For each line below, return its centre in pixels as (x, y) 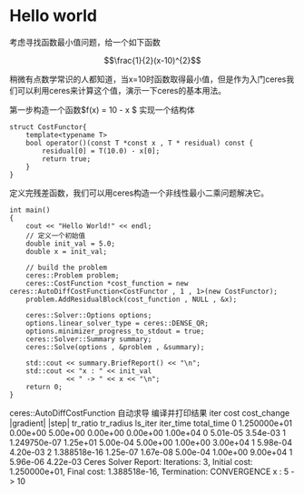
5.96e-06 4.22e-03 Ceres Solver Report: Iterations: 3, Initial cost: (131, 461)
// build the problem (66, 267)
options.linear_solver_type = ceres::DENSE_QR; (117, 323)
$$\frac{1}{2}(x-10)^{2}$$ (152, 60)
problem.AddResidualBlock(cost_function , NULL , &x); (132, 299)
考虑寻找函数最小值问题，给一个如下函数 (85, 42)
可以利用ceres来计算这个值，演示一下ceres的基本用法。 (122, 90)
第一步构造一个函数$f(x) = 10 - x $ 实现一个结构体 (102, 109)
